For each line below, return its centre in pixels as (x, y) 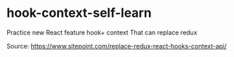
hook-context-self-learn (79, 13)
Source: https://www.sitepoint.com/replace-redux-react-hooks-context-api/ (117, 46)
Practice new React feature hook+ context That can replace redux (102, 32)
